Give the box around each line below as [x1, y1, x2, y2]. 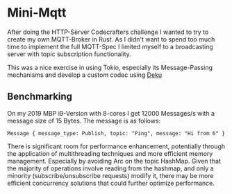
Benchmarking [7, 91, 73, 103]
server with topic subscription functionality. [7, 50, 132, 58]
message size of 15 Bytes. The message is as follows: [7, 116, 161, 125]
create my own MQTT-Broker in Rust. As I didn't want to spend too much [7, 35, 215, 43]
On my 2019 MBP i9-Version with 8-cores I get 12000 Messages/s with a [7, 109, 215, 117]
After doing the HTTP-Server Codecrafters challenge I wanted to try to [7, 28, 209, 36]
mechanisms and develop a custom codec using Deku [7, 71, 163, 79]
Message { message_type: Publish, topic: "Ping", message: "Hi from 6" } [7, 130, 226, 136]
